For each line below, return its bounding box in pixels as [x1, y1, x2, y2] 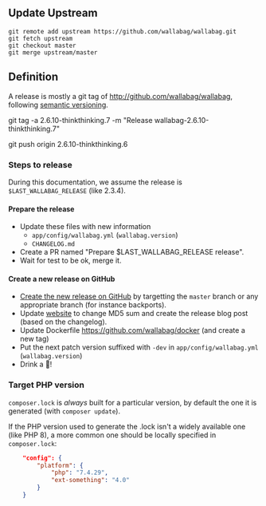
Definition [8, 70, 58, 84]
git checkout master [8, 42, 77, 49]
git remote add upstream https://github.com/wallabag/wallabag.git [8, 27, 237, 35]
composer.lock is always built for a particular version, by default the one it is [8, 397, 257, 407]
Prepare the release [8, 204, 75, 214]
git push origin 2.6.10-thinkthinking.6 [8, 139, 128, 148]
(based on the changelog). [19, 317, 108, 326]
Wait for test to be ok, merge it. [19, 255, 122, 266]
